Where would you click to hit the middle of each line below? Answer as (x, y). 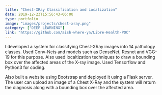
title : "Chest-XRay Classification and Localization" (61, 10)
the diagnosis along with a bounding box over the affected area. (70, 87)
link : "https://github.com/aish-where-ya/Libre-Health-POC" (68, 32)
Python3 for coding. (25, 67)
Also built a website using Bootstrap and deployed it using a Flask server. (79, 77)
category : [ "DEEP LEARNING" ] (35, 28)
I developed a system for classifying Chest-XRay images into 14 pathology (80, 47)
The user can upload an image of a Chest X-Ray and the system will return (81, 82)
